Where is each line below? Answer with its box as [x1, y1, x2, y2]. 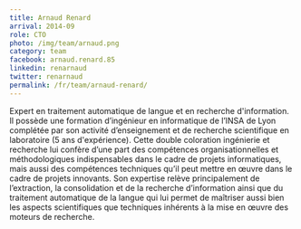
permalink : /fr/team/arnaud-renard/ [9, 81, 148, 90]
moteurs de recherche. [9, 211, 95, 222]
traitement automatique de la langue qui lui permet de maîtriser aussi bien [9, 192, 285, 203]
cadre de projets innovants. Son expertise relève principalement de [9, 173, 260, 184]
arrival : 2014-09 [9, 22, 75, 31]
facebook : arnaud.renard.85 [9, 55, 116, 64]
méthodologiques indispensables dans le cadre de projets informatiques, [9, 153, 282, 164]
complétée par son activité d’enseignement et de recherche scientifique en [9, 124, 290, 136]
